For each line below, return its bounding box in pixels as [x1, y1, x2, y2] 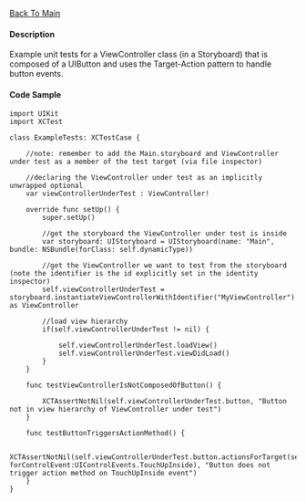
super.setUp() [42, 214, 96, 223]
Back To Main [9, 8, 61, 18]
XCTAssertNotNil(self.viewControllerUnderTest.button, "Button [42, 397, 287, 406]
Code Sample [9, 89, 62, 99]
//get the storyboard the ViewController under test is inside [42, 229, 287, 238]
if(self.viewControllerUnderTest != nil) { [42, 325, 209, 334]
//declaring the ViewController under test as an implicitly [25, 173, 262, 183]
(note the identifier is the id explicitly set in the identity [9, 269, 259, 278]
